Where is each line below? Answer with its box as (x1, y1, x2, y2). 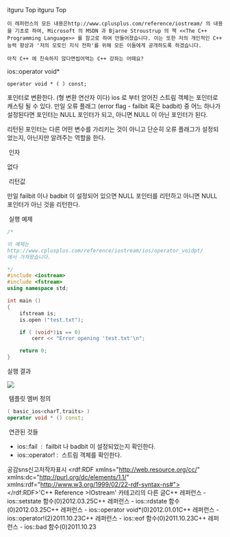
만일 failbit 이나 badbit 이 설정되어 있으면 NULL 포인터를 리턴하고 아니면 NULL (7, 192, 218, 200)
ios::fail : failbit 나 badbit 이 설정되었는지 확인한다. (16, 442, 156, 450)
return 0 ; (19, 348, 48, 354)
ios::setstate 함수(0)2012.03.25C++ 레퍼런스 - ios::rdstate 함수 (7, 497, 180, 505)
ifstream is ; (19, 310, 57, 317)
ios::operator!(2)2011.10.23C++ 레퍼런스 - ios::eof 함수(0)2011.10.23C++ (7, 514, 207, 522)
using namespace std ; (7, 285, 69, 292)
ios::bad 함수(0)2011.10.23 (24, 523, 97, 531)
